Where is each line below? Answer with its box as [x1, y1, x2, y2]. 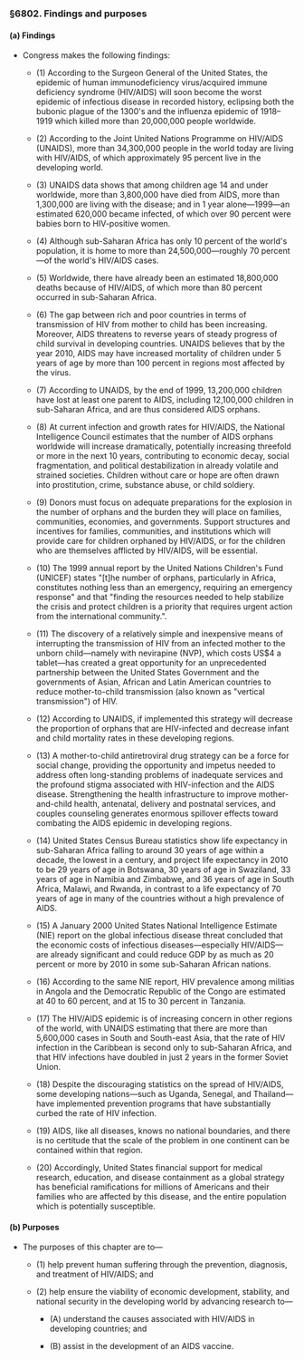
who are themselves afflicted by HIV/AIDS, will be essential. [35, 545, 258, 556]
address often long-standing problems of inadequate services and [35, 770, 283, 781]
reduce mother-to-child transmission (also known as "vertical [35, 686, 265, 697]
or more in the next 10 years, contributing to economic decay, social [35, 451, 290, 461]
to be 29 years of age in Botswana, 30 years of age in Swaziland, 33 [35, 864, 291, 875]
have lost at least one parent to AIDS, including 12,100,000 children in [35, 394, 294, 405]
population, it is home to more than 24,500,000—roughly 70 [35, 246, 260, 257]
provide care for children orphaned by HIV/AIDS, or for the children [35, 536, 286, 547]
